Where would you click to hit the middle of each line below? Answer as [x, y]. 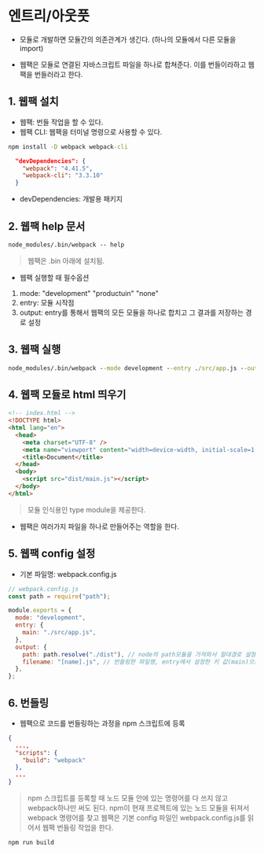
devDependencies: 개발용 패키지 [71, 199]
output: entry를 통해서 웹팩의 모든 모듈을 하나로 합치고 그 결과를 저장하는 [132, 312]
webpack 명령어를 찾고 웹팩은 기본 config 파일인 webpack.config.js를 [136, 818]
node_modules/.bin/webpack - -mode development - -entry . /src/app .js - [126, 368]
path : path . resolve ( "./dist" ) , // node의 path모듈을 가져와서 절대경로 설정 [139, 654]
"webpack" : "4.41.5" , [57, 168]
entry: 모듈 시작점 [47, 302]
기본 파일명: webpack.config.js [68, 574]
